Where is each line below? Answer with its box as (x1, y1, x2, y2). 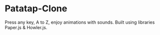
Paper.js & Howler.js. (5, 24, 47, 30)
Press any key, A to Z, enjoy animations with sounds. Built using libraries (5, 19, 155, 25)
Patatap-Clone (5, 3, 68, 14)
